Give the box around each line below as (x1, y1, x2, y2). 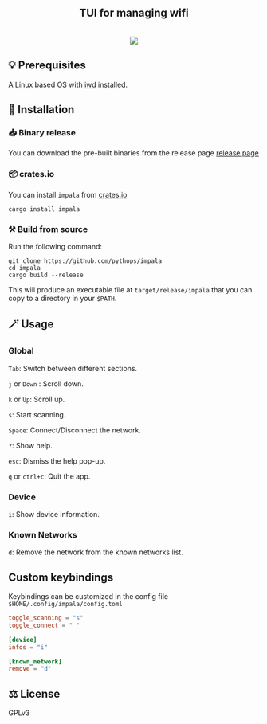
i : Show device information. (8, 509, 100, 519)
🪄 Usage (8, 318, 54, 331)
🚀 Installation (8, 103, 75, 116)
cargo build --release (8, 271, 84, 279)
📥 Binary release (8, 127, 76, 138)
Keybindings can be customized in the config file (8, 592, 169, 601)
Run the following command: (8, 241, 102, 251)
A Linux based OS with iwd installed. (8, 80, 128, 89)
